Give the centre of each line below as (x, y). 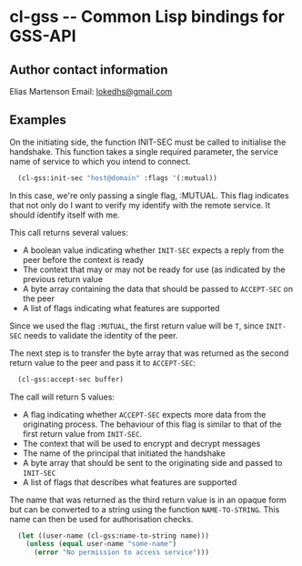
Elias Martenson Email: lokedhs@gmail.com (91, 91)
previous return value (62, 278)
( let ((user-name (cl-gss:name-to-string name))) (113, 536)
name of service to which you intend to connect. (100, 161)
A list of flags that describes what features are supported (130, 482)
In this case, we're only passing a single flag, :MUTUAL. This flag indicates (149, 195)
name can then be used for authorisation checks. (101, 519)
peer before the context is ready (83, 259)
